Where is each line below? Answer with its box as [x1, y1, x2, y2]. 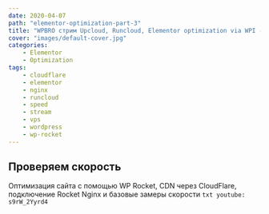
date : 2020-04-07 [8, 11, 66, 20]
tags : [8, 64, 26, 72]
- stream [22, 109, 52, 117]
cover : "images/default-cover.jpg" [8, 34, 127, 42]
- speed [22, 101, 48, 109]
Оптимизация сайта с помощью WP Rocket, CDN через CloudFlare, [8, 181, 237, 191]
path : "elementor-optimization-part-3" [8, 19, 142, 27]
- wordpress [22, 123, 62, 131]
